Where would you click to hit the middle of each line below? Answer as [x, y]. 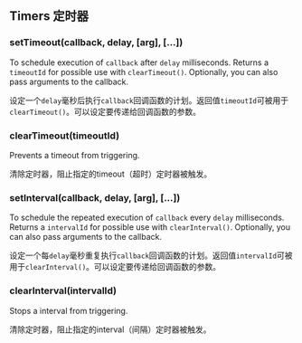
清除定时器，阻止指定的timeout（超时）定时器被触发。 [111, 174]
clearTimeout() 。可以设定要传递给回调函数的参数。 [105, 111]
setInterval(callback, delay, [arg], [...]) [95, 197]
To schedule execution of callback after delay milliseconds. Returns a [139, 62]
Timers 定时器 [49, 16]
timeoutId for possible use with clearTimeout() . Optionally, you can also [144, 71]
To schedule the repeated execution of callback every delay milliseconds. [147, 218]
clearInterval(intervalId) [63, 291]
